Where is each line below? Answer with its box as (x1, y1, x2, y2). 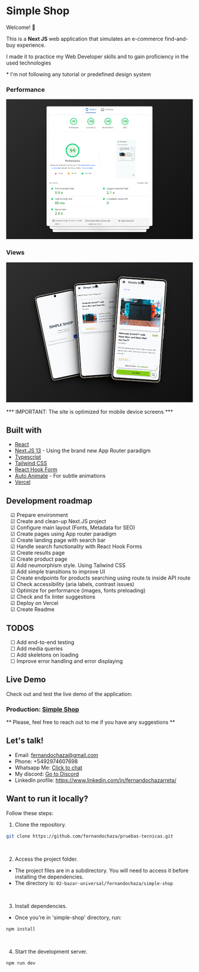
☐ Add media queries (10, 645, 63, 652)
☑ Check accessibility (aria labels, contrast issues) (10, 581, 134, 588)
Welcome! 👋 (6, 24, 36, 31)
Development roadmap (6, 495, 93, 506)
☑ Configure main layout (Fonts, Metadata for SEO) (10, 524, 136, 531)
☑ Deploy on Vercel (10, 600, 59, 607)
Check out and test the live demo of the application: (6, 690, 133, 697)
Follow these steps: (6, 809, 53, 816)
